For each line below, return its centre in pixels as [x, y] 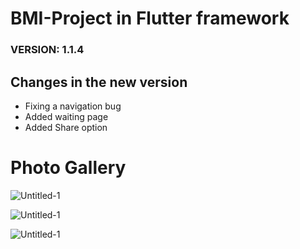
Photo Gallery [68, 168]
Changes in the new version [99, 82]
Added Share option [66, 127]
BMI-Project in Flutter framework [150, 18]
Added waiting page [66, 116]
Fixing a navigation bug [73, 106]
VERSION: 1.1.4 [47, 50]
